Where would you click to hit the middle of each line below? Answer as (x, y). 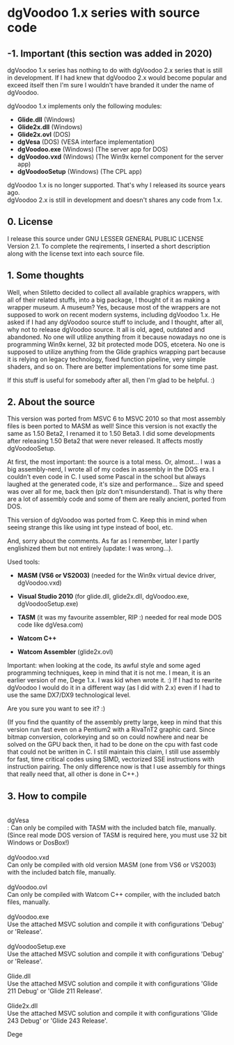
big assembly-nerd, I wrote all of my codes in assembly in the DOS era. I (111, 469)
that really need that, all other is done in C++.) (73, 774)
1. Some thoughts (46, 276)
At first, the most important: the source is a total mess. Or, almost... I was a (114, 462)
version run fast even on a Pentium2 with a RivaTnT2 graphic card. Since (111, 730)
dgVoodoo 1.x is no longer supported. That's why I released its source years (116, 185)
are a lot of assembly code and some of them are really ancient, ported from (117, 499)
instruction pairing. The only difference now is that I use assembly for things (116, 767)
